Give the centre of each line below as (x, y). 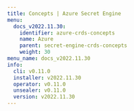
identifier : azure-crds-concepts (67, 33)
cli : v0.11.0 (32, 71)
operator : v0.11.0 (40, 84)
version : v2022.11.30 (44, 97)
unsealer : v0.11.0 (40, 90)
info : (15, 65)
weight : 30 (35, 52)
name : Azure (36, 39)
